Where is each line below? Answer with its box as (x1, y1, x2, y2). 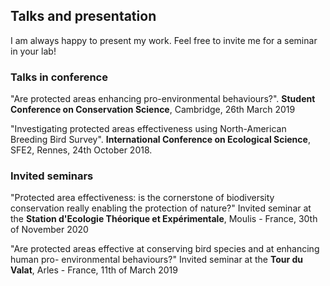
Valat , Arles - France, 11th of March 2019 (10, 264, 178, 276)
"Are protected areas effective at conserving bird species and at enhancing (10, 243, 320, 255)
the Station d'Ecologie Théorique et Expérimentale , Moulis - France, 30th (10, 213, 318, 225)
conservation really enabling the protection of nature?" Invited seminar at (10, 202, 312, 214)
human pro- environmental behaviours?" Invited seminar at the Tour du (10, 254, 304, 266)
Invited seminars (10, 169, 94, 183)
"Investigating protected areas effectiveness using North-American (10, 123, 287, 135)
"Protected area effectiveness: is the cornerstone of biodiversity (10, 192, 275, 204)
